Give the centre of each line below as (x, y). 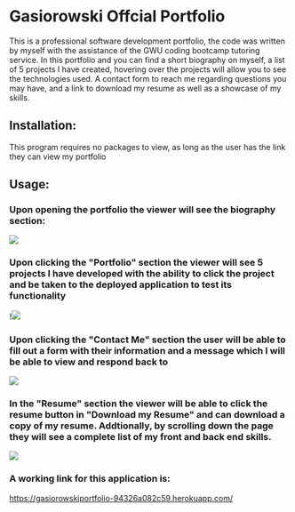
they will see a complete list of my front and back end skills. (140, 436)
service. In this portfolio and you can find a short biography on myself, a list (147, 60)
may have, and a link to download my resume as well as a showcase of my (145, 88)
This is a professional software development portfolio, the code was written (147, 41)
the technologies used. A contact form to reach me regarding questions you (148, 78)
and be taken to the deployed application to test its (121, 284)
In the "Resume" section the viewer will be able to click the (139, 404)
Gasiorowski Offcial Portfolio (117, 16)
